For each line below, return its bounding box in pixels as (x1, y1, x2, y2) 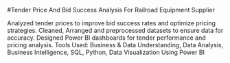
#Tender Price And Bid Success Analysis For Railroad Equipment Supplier (7, 6, 215, 14)
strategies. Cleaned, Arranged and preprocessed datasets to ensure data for (7, 27, 224, 34)
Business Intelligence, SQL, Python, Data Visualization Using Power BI (7, 48, 205, 56)
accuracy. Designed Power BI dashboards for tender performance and (7, 34, 206, 42)
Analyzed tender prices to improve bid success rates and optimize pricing (7, 19, 216, 27)
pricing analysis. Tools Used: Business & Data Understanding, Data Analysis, (7, 41, 224, 49)
